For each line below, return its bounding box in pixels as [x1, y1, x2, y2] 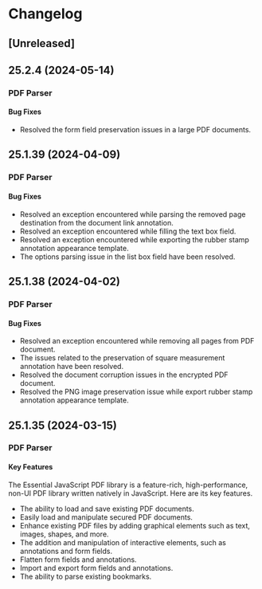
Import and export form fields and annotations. [19, 563, 174, 572]
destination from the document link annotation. [19, 218, 174, 227]
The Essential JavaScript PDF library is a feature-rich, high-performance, [8, 480, 248, 489]
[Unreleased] [8, 37, 76, 50]
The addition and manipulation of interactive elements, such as [19, 537, 227, 547]
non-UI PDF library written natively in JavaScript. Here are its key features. [8, 488, 253, 498]
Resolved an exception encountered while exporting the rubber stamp [19, 234, 249, 244]
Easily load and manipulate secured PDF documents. [19, 512, 194, 522]
